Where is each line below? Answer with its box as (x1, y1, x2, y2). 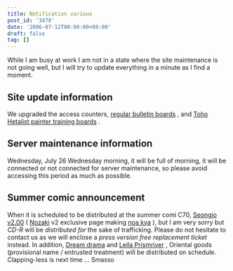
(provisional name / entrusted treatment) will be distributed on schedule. (7, 248, 216, 256)
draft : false (7, 30, 46, 37)
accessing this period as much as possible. (7, 171, 132, 179)
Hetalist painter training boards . (7, 117, 100, 125)
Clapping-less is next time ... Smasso (7, 255, 114, 264)
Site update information (7, 91, 114, 103)
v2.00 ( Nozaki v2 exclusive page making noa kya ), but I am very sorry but (7, 218, 225, 226)
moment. (7, 71, 33, 80)
